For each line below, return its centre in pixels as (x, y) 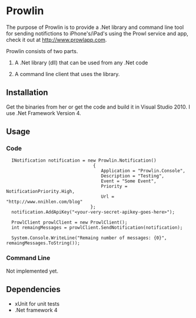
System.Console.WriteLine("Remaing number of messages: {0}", (89, 238)
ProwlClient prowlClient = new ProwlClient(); (69, 222)
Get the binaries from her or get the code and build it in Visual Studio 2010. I (98, 107)
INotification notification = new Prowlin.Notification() (84, 160)
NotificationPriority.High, (41, 192)
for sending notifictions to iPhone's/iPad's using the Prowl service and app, (97, 33)
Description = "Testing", (133, 176)
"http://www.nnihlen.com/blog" (44, 202)
